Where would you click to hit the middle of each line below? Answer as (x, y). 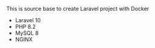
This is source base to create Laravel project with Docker (78, 9)
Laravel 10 (28, 20)
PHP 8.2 (25, 27)
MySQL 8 (27, 33)
